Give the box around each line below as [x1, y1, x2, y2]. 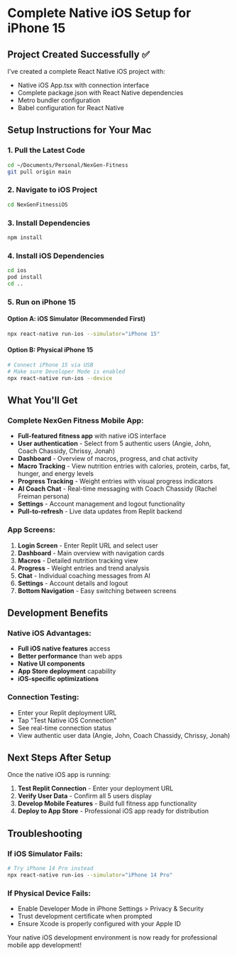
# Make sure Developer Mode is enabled [7, 368, 126, 375]
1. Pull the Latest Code [7, 146, 85, 156]
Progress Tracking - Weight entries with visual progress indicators [17, 477, 214, 486]
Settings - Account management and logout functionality [17, 499, 186, 509]
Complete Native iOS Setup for [7, 5, 192, 21]
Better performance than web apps [17, 652, 123, 661]
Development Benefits [7, 607, 109, 619]
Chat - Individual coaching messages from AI [17, 571, 150, 580]
